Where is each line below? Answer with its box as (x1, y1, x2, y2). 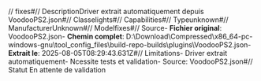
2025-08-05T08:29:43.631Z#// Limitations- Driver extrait (41, 49, 227, 57)
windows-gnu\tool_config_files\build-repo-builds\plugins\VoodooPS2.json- (8, 40, 252, 50)
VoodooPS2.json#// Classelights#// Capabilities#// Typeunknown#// (8, 15, 229, 24)
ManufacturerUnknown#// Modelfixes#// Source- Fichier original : (8, 24, 222, 32)
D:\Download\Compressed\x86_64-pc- (125, 31, 253, 41)
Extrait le (8, 49, 38, 57)
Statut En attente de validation (8, 65, 106, 74)
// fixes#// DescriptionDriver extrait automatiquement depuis (8, 7, 204, 16)
